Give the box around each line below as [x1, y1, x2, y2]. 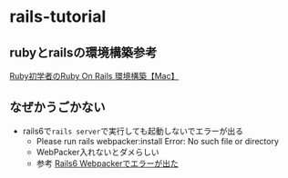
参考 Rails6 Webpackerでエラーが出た [36, 157, 180, 169]
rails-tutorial [9, 6, 107, 27]
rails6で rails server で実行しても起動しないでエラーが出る [22, 125, 244, 136]
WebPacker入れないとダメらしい [36, 146, 159, 157]
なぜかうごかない [9, 100, 106, 115]
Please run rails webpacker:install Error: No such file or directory [36, 135, 280, 146]
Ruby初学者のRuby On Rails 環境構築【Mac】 [9, 71, 180, 81]
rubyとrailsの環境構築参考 [9, 44, 158, 60]
